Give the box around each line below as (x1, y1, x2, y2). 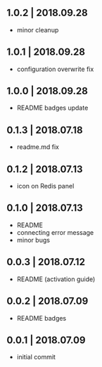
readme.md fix (16, 143, 60, 151)
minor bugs (16, 236, 51, 244)
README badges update (16, 103, 89, 112)
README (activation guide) (16, 275, 96, 283)
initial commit (16, 353, 56, 361)
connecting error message (16, 228, 94, 236)
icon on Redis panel (16, 182, 75, 191)
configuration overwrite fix (16, 65, 94, 73)
